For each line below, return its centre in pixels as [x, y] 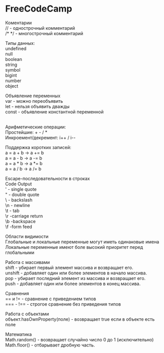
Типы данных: [20, 43]
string [11, 64]
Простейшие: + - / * [26, 132]
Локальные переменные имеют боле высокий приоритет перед [74, 247]
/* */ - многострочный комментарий [44, 33]
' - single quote [21, 189]
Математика [19, 334]
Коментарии [18, 23]
